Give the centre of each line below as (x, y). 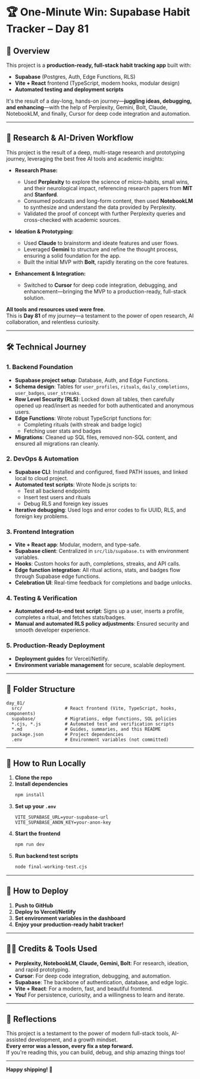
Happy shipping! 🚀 (29, 1069)
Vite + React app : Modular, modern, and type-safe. (78, 545)
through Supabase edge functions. (57, 576)
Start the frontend (37, 834)
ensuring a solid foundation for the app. (72, 255)
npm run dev (29, 845)
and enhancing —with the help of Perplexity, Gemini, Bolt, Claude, (87, 107)
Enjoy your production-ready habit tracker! (69, 924)
